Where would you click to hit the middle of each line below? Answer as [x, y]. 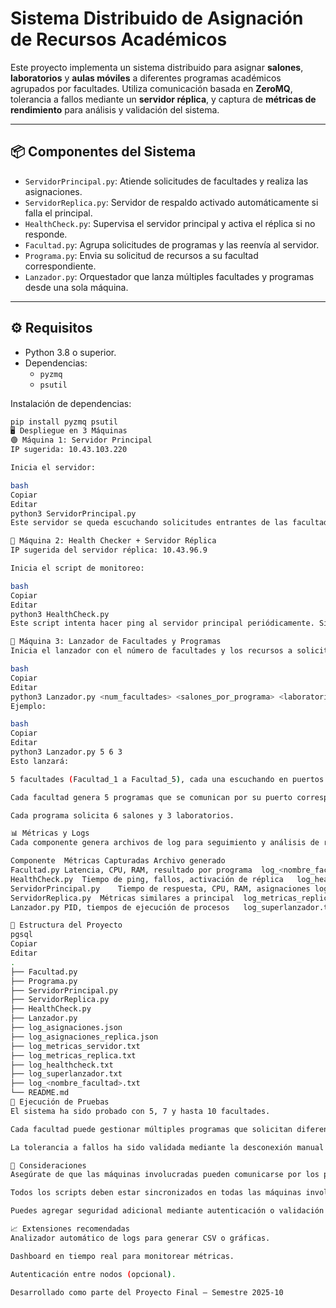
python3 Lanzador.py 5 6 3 [66, 752]
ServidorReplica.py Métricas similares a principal [122, 898]
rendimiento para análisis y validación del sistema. [115, 109]
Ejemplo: [28, 706]
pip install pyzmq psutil [64, 422]
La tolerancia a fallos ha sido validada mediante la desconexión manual [167, 1147]
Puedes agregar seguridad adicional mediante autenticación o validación [167, 1211]
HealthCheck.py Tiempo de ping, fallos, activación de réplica [147, 879]
